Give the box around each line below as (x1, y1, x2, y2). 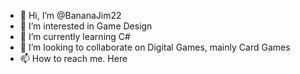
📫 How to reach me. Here (19, 53, 128, 64)
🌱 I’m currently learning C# (19, 31, 131, 42)
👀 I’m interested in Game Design (19, 20, 153, 32)
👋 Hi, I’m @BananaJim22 (19, 10, 122, 21)
